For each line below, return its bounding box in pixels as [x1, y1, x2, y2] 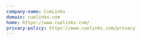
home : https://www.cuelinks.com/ [6, 19, 90, 25]
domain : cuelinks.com [6, 14, 61, 20]
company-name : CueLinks [6, 8, 66, 15]
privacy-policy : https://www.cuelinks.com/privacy [6, 25, 136, 31]
